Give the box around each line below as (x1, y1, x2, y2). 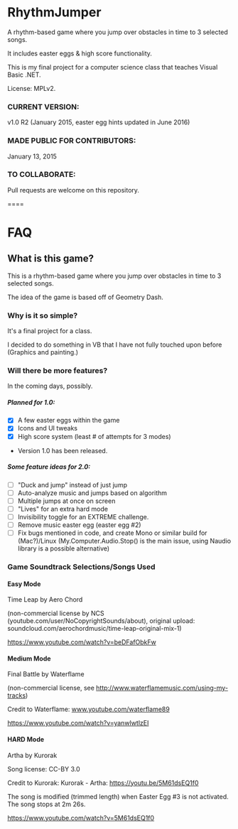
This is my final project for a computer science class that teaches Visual (7, 63, 218, 71)
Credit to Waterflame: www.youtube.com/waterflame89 (7, 705, 171, 714)
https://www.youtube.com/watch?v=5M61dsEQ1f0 (7, 813, 155, 822)
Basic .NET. (7, 70, 41, 79)
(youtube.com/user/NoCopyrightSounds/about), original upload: (7, 617, 195, 625)
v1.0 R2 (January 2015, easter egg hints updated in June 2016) (7, 118, 190, 126)
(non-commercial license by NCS (7, 609, 104, 618)
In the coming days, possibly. (7, 381, 93, 391)
